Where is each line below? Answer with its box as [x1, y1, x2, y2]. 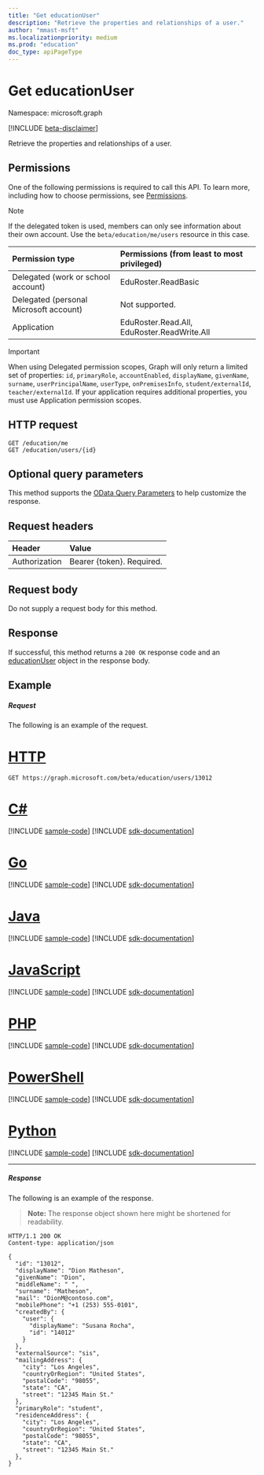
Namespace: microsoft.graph [8, 108, 103, 117]
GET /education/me [8, 439, 68, 447]
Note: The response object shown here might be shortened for [27, 1208, 232, 1217]
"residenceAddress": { [15, 1411, 90, 1419]
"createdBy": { [15, 1308, 65, 1316]
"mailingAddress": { [15, 1356, 82, 1364]
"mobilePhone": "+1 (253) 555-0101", [15, 1301, 139, 1309]
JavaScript [8, 962, 81, 979]
